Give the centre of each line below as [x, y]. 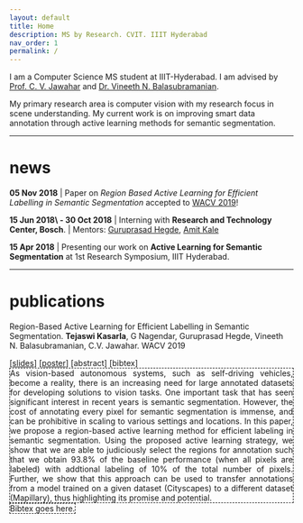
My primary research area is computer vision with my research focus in [142, 104]
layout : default [40, 18]
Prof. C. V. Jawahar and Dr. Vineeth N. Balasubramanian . [114, 87]
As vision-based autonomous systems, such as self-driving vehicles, [151, 373]
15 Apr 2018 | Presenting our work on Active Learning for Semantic [136, 247]
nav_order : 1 [34, 43]
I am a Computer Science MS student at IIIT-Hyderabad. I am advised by [144, 77]
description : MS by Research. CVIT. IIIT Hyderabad [108, 34]
